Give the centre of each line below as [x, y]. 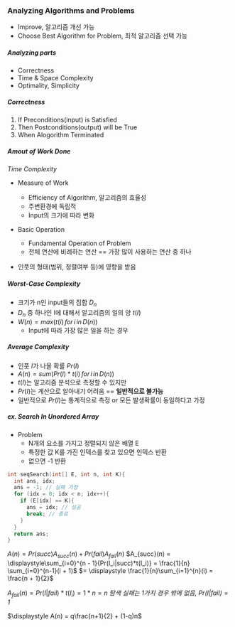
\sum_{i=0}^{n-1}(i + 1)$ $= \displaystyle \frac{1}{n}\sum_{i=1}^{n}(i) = [110, 571]
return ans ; [32, 534]
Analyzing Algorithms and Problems [71, 11]
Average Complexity [38, 347]
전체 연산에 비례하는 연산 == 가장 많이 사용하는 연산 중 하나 [110, 252]
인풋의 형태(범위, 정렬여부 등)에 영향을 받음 [77, 267]
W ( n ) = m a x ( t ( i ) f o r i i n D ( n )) [58, 321]
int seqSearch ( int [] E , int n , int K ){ [66, 474]
